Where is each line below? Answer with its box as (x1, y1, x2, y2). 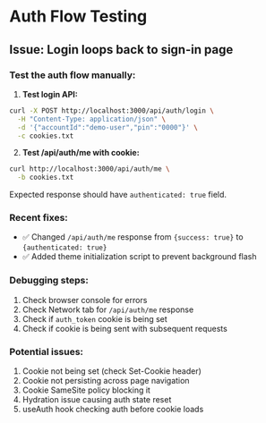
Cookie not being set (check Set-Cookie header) (21, 366, 202, 376)
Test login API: (21, 89, 78, 99)
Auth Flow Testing (9, 6, 148, 27)
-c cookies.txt (17, 131, 74, 140)
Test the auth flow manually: (9, 69, 136, 81)
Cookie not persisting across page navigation (21, 376, 190, 386)
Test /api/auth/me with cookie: (21, 148, 141, 158)
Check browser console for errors (21, 294, 148, 305)
